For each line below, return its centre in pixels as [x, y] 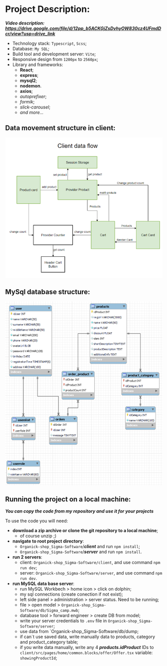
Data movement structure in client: [60, 128]
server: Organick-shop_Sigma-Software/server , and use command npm [91, 573]
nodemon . [31, 85]
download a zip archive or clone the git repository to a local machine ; [85, 531]
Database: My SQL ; [31, 48]
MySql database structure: [48, 292]
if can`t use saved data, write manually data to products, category [87, 637]
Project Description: [48, 9]
